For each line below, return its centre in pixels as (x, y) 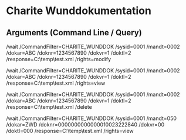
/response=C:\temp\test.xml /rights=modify (59, 59)
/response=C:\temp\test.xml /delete (49, 107)
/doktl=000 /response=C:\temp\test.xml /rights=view (70, 131)
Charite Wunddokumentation (79, 11)
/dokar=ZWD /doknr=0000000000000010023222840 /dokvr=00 (85, 124)
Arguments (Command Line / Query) (74, 33)
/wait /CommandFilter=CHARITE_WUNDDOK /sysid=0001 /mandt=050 (92, 118)
